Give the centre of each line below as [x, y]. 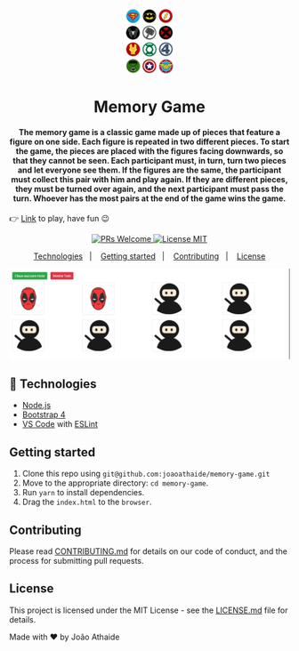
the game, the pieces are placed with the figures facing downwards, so [149, 151]
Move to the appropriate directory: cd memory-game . [115, 483]
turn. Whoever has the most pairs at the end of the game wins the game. [149, 198]
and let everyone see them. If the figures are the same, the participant [149, 170]
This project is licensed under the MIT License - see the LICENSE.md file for [149, 610]
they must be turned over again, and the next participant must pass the [149, 189]
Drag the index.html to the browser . [87, 502]
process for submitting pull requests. [77, 560]
